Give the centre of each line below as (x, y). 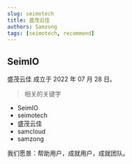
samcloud (31, 132)
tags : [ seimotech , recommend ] (51, 33)
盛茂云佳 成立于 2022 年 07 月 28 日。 (61, 79)
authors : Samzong (32, 27)
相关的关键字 (42, 94)
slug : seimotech (31, 14)
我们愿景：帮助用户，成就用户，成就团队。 (68, 154)
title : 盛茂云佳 (28, 20)
